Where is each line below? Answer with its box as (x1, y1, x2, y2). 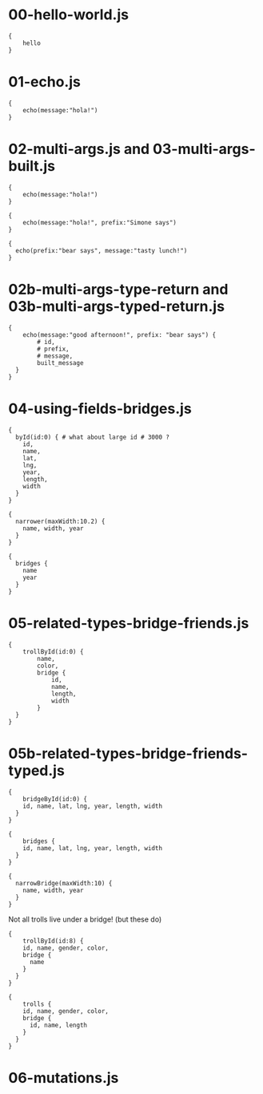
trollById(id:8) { (22, 937, 84, 945)
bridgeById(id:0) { (22, 795, 88, 803)
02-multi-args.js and (8, 140, 150, 158)
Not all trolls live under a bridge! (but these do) (8, 914, 162, 924)
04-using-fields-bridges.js (8, 399, 192, 418)
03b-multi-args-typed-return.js (8, 298, 225, 315)
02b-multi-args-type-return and (8, 281, 229, 298)
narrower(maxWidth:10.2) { (15, 517, 106, 525)
